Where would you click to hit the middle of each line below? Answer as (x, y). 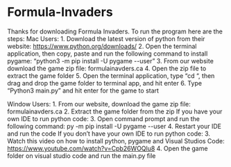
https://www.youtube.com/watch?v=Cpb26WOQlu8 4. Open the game (108, 148)
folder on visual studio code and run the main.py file (82, 156)
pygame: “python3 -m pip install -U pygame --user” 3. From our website (110, 61)
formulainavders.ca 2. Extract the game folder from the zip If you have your (115, 111)
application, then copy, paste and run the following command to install (108, 54)
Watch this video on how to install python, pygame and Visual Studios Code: (116, 141)
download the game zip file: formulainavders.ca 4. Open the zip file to (107, 68)
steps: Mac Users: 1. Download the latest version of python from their (106, 38)
